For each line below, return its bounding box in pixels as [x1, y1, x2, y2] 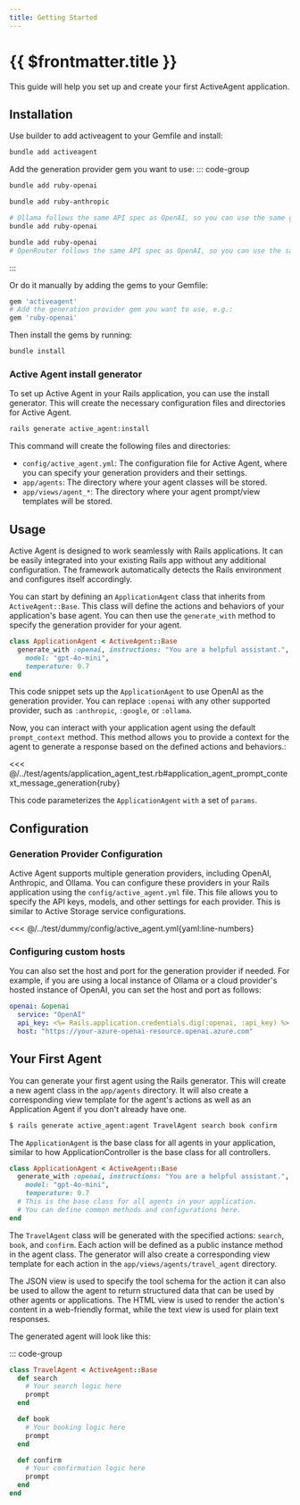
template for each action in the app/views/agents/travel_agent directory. [9, 1258, 278, 1268]
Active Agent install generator [9, 368, 143, 380]
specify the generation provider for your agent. [9, 619, 182, 630]
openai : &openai [9, 1002, 70, 1011]
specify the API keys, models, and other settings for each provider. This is [9, 896, 281, 907]
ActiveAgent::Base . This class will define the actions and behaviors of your [9, 600, 285, 611]
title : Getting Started [9, 12, 98, 22]
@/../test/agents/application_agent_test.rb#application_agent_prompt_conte [9, 769, 288, 779]
